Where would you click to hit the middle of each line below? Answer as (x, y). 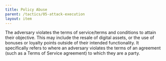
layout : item (19, 19)
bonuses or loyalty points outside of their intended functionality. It (72, 43)
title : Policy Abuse (26, 10)
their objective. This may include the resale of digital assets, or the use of (80, 38)
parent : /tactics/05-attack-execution (45, 14)
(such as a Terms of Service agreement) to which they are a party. (73, 53)
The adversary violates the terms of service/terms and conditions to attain (81, 33)
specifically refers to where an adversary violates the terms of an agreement (83, 48)
